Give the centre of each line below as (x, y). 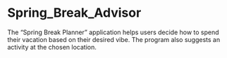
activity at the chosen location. (52, 47)
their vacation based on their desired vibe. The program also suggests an (114, 39)
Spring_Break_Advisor (74, 13)
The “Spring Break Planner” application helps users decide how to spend (114, 32)
